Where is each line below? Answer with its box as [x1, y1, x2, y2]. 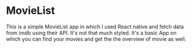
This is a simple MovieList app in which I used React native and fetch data [6, 23, 184, 30]
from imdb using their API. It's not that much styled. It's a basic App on [6, 29, 177, 36]
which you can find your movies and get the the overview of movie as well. [6, 35, 187, 42]
